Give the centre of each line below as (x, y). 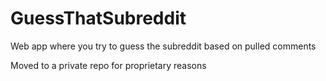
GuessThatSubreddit (98, 18)
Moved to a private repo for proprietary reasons (108, 65)
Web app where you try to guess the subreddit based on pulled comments (163, 46)
